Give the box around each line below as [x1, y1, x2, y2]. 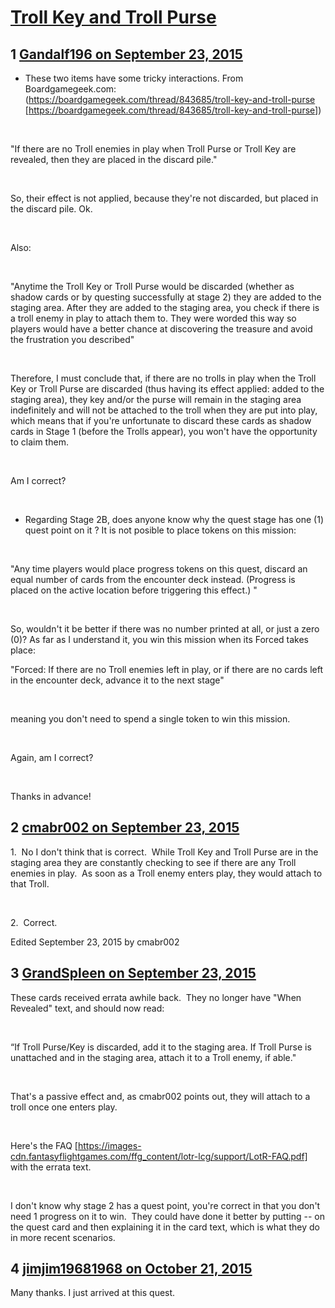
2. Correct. [10, 916, 58, 928]
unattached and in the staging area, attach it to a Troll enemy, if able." [10, 1051, 297, 1063]
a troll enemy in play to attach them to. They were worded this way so [10, 312, 297, 324]
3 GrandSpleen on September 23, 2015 [10, 965, 257, 982]
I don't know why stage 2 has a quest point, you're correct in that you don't [10, 1199, 321, 1211]
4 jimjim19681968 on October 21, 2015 [10, 1261, 253, 1278]
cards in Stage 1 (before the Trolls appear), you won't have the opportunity [10, 426, 318, 437]
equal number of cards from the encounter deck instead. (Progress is [10, 574, 296, 585]
